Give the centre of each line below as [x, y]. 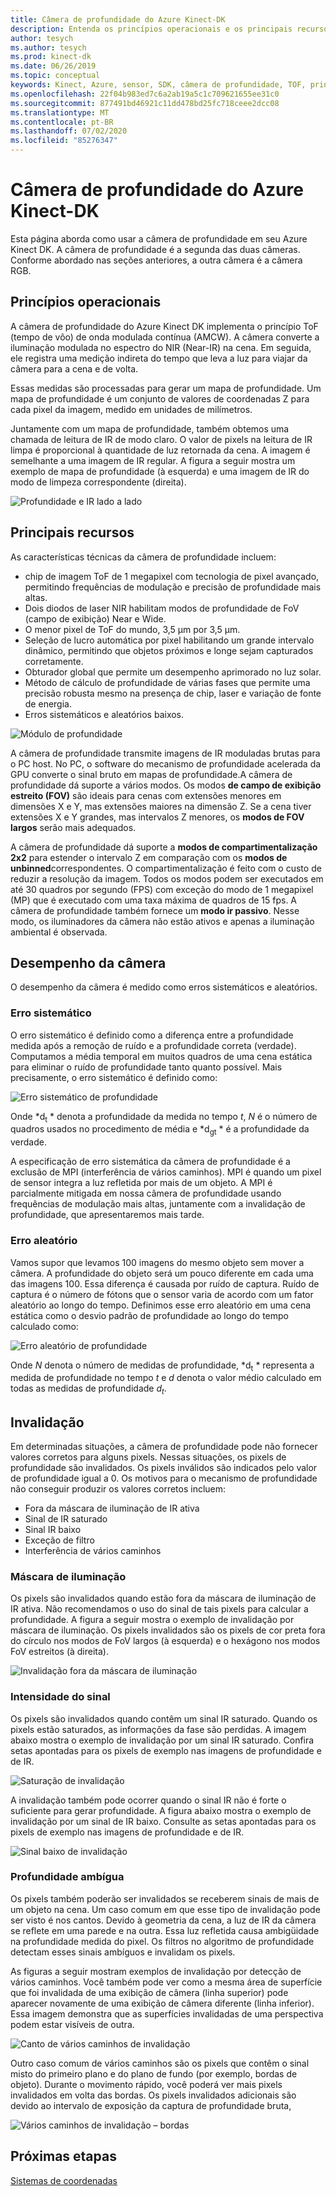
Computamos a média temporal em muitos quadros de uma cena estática [161, 1056]
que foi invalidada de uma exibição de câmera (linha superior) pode [149, 1992]
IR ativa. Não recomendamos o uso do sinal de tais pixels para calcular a [159, 1609]
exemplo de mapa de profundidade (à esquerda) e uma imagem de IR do [160, 471]
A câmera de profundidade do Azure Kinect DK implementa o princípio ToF [164, 326]
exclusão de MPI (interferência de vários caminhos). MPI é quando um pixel [166, 1172]
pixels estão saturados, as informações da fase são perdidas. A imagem [158, 1729]
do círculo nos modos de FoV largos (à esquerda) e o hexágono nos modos [165, 1641]
